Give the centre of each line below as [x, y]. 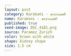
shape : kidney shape [25, 41]
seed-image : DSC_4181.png [30, 28]
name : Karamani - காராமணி [31, 19]
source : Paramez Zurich [28, 32]
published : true [21, 23]
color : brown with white [29, 37]
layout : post [18, 9]
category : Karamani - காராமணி [35, 14]
